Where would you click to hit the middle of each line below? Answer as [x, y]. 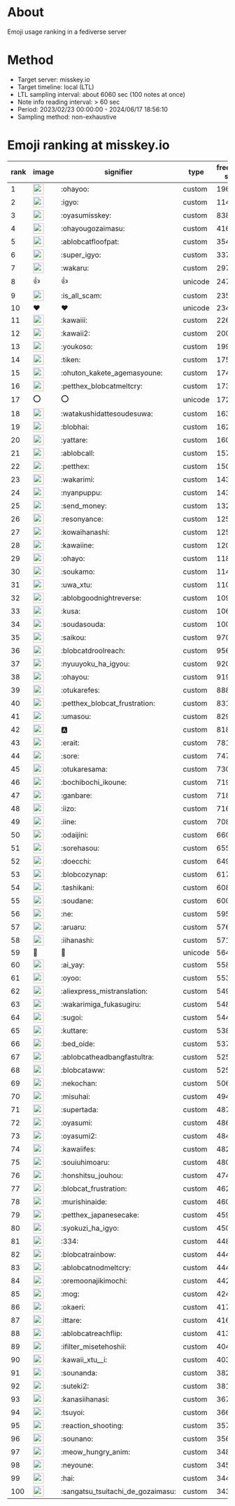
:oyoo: [71, 978]
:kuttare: [74, 1031]
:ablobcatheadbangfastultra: [107, 1057]
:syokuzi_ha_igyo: [90, 1228]
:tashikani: [77, 887]
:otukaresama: [84, 769]
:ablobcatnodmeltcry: [96, 1267]
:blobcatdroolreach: [93, 650]
